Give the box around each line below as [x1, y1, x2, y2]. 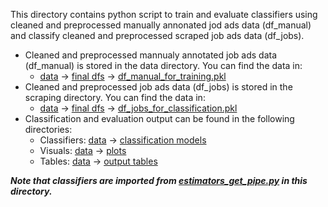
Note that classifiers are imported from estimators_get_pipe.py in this [10, 175, 308, 186]
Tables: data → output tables [39, 155, 158, 167]
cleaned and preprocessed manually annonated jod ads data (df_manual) [10, 19, 312, 31]
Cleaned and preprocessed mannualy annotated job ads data [24, 49, 278, 61]
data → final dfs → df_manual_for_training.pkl [39, 70, 227, 82]
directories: [24, 124, 73, 135]
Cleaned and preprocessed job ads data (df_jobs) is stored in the [24, 81, 293, 93]
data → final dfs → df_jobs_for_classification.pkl [39, 102, 238, 114]
